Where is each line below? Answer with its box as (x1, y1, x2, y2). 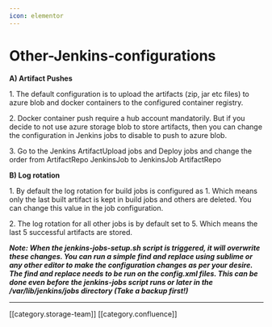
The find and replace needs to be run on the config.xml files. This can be (9, 268, 258, 279)
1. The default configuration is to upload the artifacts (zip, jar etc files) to (9, 89, 249, 99)
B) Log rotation (9, 170, 61, 180)
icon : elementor (9, 11, 64, 20)
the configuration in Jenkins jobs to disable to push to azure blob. (9, 130, 228, 140)
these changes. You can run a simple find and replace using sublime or (9, 251, 253, 261)
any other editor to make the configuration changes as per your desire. (9, 260, 253, 270)
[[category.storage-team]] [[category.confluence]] (9, 308, 178, 319)
